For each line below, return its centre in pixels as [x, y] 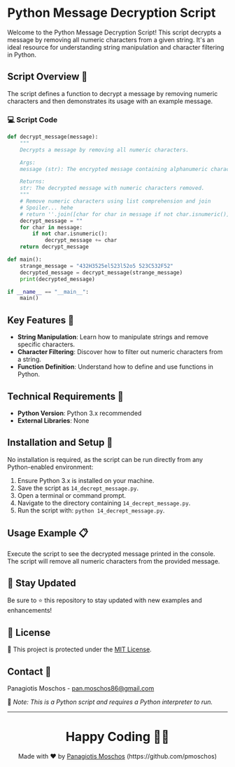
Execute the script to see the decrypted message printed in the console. [111, 554]
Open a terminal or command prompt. [72, 495]
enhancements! [30, 611]
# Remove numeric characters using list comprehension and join [115, 201]
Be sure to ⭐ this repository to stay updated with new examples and [105, 600]
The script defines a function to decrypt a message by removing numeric [113, 93]
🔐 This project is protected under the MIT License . [79, 649]
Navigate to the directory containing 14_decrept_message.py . [104, 503]
